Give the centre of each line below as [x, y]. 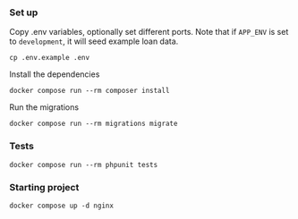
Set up [24, 13]
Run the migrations [44, 107]
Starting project [44, 187]
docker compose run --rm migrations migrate [94, 124]
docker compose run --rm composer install [89, 91]
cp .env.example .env [50, 58]
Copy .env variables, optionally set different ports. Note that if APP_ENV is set [149, 32]
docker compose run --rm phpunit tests [84, 164]
